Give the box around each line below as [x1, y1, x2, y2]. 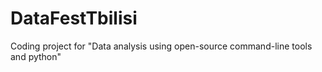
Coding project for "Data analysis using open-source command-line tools [10, 40, 313, 52]
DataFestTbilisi [10, 7, 138, 30]
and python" [10, 50, 62, 62]
